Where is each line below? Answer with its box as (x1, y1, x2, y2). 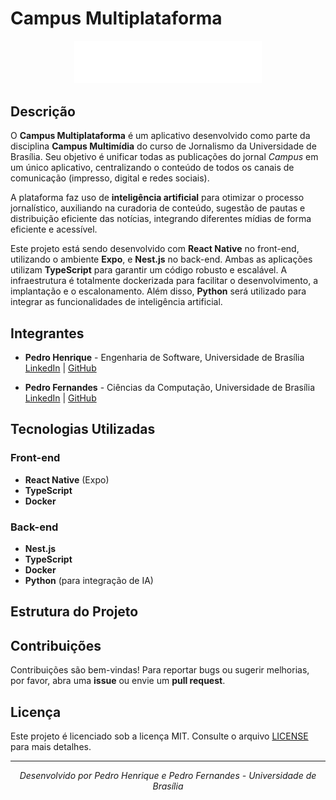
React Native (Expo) (24, 473, 110, 486)
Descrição (10, 103, 76, 120)
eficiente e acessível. (10, 223, 98, 236)
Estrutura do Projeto (10, 603, 139, 621)
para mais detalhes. (10, 740, 92, 752)
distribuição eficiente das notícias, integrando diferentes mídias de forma (10, 213, 312, 225)
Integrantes (10, 325, 85, 342)
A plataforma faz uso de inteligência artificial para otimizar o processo (10, 192, 305, 204)
